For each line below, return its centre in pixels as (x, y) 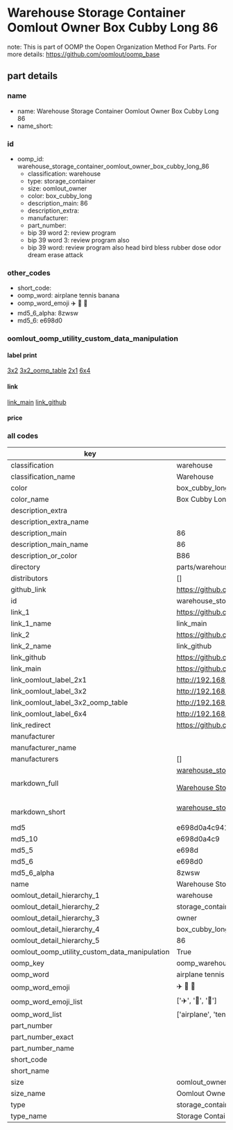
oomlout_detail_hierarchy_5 (55, 941)
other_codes (29, 272)
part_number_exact (42, 1037)
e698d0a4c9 (198, 839)
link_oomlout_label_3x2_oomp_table (69, 703)
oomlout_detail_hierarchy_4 (55, 929)
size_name (28, 1094)
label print (22, 355)
